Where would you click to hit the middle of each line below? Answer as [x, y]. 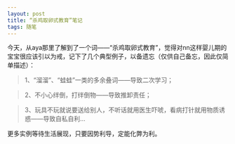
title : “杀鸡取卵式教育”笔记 [45, 20]
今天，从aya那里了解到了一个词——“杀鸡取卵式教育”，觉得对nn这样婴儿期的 [117, 48]
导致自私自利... [64, 119]
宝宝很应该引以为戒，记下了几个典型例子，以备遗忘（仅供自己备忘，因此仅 [115, 56]
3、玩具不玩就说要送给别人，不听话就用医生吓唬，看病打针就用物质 [122, 110]
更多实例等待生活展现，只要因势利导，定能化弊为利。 [84, 133]
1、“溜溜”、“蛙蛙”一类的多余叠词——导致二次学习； [99, 80]
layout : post [26, 14]
